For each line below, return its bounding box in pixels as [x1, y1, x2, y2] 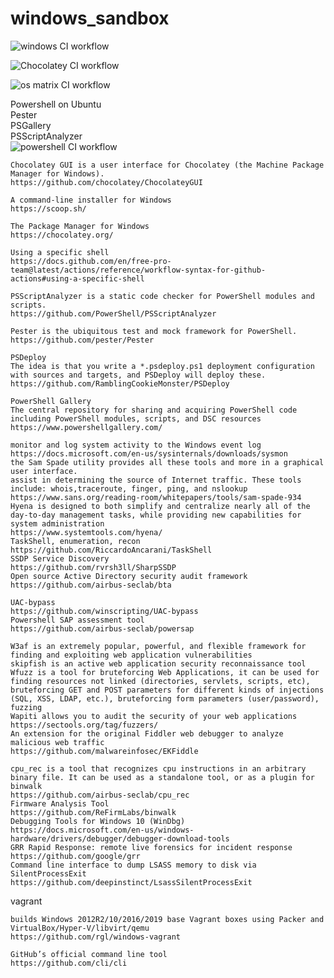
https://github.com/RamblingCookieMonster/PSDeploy [10, 378, 230, 389]
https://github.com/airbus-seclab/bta [10, 580, 172, 590]
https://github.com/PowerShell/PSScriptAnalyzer [10, 308, 217, 319]
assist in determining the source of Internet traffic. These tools [10, 475, 302, 485]
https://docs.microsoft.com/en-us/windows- [10, 825, 195, 835]
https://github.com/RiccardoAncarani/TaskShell [10, 545, 213, 555]
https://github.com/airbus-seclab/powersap [10, 623, 195, 634]
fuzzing [10, 702, 43, 712]
